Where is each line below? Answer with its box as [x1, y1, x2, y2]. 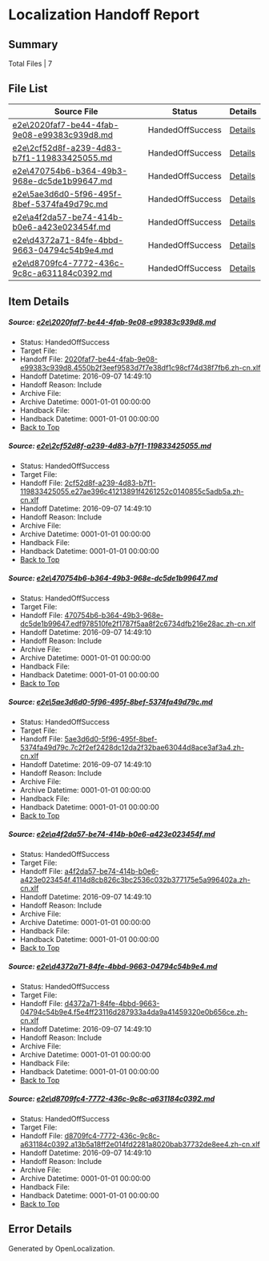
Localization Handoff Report [8, 6, 200, 24]
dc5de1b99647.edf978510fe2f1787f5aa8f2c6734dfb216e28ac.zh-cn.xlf [19, 619, 256, 628]
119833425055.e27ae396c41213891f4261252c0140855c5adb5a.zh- [19, 487, 244, 496]
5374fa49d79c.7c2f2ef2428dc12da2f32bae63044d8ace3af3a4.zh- [19, 743, 244, 753]
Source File [54, 106, 98, 117]
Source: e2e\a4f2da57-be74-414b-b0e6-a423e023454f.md [8, 829, 215, 839]
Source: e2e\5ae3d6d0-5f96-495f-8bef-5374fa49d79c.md [8, 697, 214, 706]
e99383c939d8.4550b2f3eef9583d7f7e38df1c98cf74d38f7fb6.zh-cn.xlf [19, 363, 261, 373]
